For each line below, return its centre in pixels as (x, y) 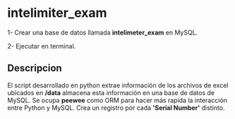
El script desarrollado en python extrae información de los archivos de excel (118, 85)
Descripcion (35, 68)
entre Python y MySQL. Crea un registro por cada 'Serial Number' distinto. (116, 108)
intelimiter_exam (57, 13)
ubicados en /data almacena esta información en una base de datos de (111, 92)
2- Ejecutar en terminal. (42, 46)
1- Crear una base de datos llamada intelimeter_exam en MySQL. (103, 32)
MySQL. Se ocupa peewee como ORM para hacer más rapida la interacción (117, 100)
